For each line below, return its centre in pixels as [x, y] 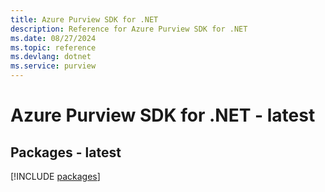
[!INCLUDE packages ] [55, 176]
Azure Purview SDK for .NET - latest [163, 115]
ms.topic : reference [53, 47]
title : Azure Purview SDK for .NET [84, 19]
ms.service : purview [53, 66]
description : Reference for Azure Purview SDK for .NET [129, 29]
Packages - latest [66, 152]
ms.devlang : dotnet [51, 57]
